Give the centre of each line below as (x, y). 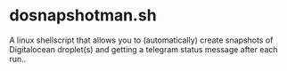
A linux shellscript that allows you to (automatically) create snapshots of (141, 40)
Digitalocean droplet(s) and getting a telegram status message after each (143, 49)
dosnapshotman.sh (83, 16)
